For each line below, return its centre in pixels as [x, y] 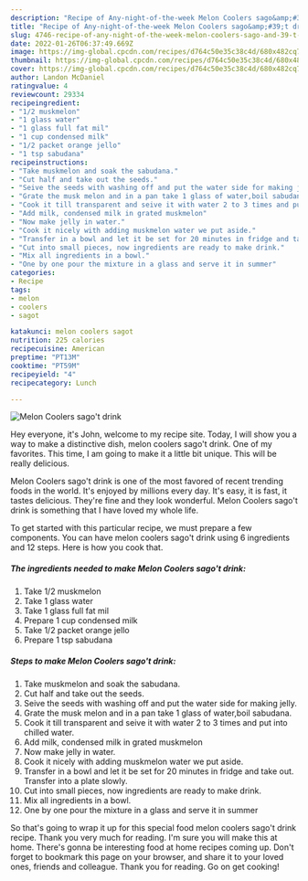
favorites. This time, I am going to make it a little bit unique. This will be [143, 454]
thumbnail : [31, 60]
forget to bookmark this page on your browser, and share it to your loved [147, 857]
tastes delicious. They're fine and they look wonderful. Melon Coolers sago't [154, 501]
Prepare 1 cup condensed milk [80, 621]
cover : [23, 69]
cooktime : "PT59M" [45, 366]
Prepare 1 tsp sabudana [68, 640]
